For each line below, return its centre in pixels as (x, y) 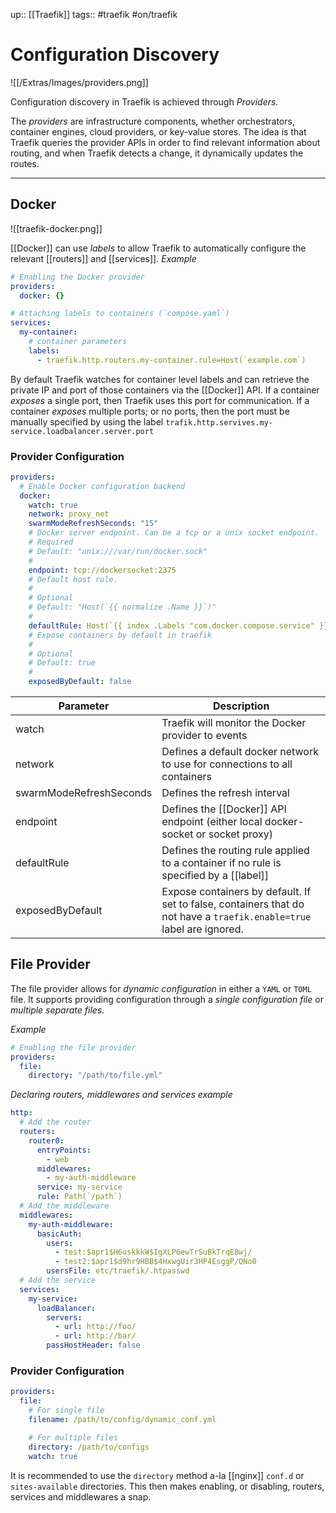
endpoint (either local (212, 822)
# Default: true (62, 663)
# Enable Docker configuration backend (102, 486)
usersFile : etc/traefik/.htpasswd (118, 1271)
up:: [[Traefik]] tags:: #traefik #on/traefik (94, 14)
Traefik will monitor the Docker (234, 723)
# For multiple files (73, 1437)
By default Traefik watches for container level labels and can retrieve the (160, 379)
